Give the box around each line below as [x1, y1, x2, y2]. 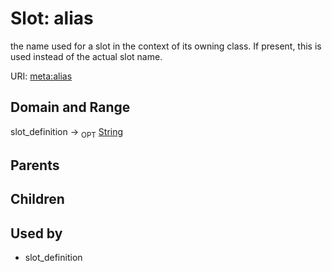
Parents [10, 157, 60, 174]
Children [10, 191, 65, 208]
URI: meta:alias [10, 70, 73, 82]
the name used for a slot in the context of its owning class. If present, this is [10, 40, 322, 52]
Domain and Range [10, 99, 131, 116]
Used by [10, 225, 63, 242]
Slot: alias [10, 7, 94, 30]
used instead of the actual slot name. [10, 50, 163, 62]
